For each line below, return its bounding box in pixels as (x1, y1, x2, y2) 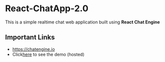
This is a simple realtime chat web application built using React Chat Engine (5, 19, 160, 25)
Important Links (5, 33, 55, 41)
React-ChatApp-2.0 (5, 3, 89, 14)
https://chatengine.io (12, 46, 55, 52)
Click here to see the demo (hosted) (12, 51, 85, 57)
